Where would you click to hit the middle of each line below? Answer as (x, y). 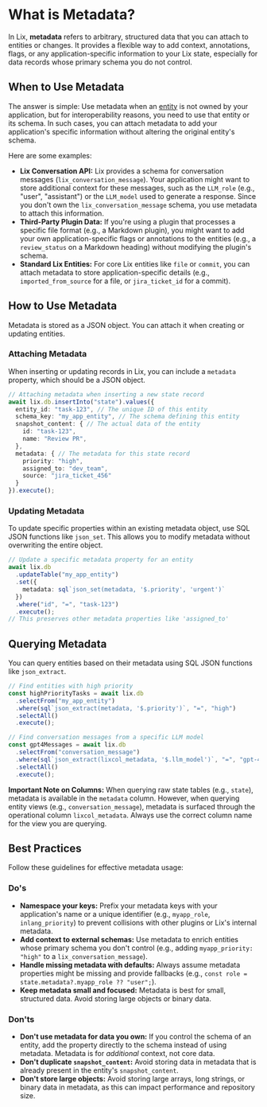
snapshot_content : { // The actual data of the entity (108, 424)
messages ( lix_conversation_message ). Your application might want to (135, 179)
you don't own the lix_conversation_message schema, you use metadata (138, 205)
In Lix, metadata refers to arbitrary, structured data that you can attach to (128, 37)
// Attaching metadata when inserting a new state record (106, 394)
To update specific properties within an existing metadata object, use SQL (129, 528)
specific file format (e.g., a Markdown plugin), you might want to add (132, 230)
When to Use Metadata (66, 87)
